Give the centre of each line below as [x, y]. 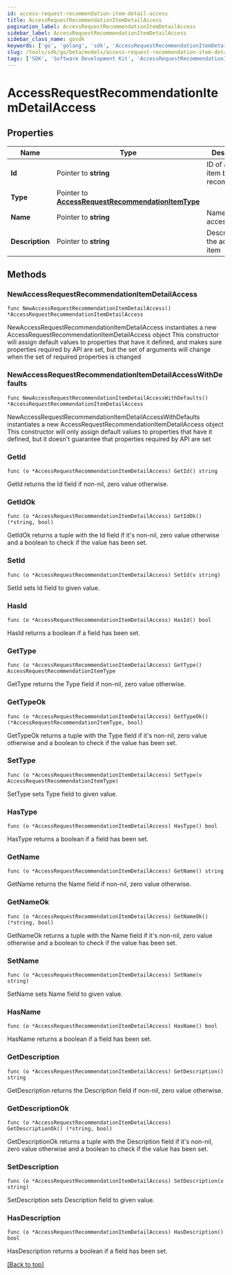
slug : [15, 53]
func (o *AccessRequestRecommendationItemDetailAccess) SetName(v [105, 975]
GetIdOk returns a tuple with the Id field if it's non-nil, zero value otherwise [113, 535]
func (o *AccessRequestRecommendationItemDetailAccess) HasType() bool [112, 826]
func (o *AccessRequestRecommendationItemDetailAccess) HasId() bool [109, 620]
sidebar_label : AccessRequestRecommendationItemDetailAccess [97, 33]
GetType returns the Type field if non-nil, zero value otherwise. [97, 684]
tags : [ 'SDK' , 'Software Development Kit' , [71, 59]
